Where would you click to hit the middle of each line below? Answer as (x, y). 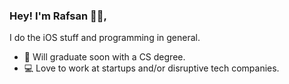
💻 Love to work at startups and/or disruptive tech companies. (151, 68)
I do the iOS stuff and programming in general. (105, 38)
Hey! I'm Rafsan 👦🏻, (58, 16)
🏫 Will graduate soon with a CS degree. (104, 57)
